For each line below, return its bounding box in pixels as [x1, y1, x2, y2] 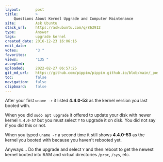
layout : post [5, 7, 45, 12]
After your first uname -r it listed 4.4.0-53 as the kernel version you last [5, 97, 148, 103]
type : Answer [5, 30, 49, 35]
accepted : [5, 61, 25, 66]
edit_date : [5, 43, 27, 48]
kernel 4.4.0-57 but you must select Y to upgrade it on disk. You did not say [5, 117, 156, 123]
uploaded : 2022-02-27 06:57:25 [5, 66, 77, 71]
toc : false [5, 75, 47, 80]
